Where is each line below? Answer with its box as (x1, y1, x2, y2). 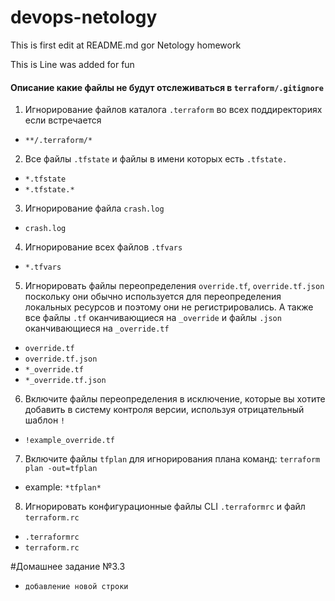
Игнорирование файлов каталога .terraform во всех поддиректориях (24, 104, 323, 116)
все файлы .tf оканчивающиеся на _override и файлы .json (24, 312, 282, 324)
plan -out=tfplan (24, 464, 98, 474)
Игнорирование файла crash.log (24, 202, 165, 215)
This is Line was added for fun (10, 58, 135, 70)
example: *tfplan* (24, 481, 102, 493)
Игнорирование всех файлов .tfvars (24, 241, 183, 253)
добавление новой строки (24, 582, 129, 592)
